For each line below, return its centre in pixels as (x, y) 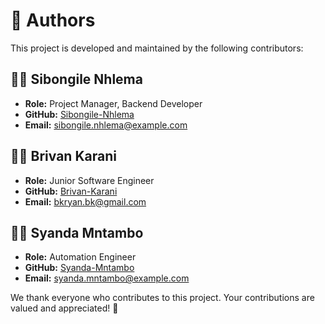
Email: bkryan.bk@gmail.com (85, 201)
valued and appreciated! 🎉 (64, 308)
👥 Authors (53, 20)
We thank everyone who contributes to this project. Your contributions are (162, 298)
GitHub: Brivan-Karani (71, 191)
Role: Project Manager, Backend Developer (113, 103)
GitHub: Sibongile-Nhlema (79, 114)
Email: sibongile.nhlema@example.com (106, 125)
